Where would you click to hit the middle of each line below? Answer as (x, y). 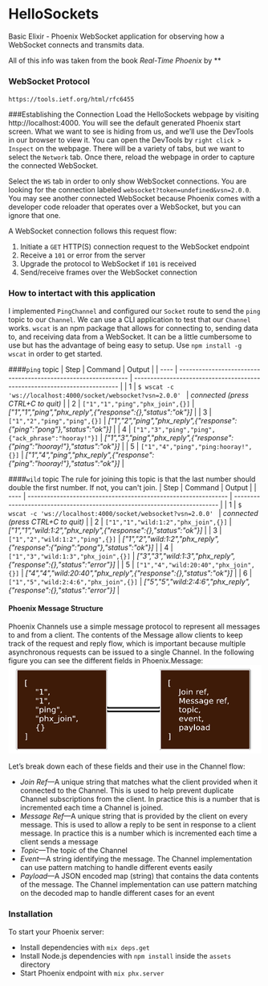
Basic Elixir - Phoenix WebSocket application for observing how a (116, 36)
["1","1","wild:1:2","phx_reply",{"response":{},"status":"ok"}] (106, 530)
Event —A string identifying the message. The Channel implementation (136, 859)
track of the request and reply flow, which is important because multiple (127, 643)
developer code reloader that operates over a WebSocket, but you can (125, 207)
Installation (31, 914)
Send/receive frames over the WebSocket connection (109, 272)
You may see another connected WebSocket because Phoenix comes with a (134, 199)
